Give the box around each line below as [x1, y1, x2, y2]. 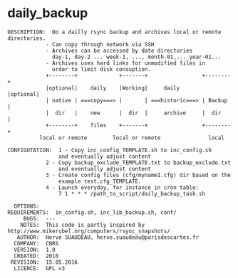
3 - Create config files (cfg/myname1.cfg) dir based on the [45, 171, 232, 178]
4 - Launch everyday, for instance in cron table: [45, 183, 200, 191]
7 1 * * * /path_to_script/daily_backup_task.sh [58, 190, 205, 197]
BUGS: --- [23, 215, 56, 222]
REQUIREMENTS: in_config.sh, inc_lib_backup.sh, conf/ [7, 208, 177, 216]
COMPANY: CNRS [14, 240, 59, 247]
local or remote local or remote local [38, 134, 224, 141]
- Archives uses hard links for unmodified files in [45, 59, 205, 67]
